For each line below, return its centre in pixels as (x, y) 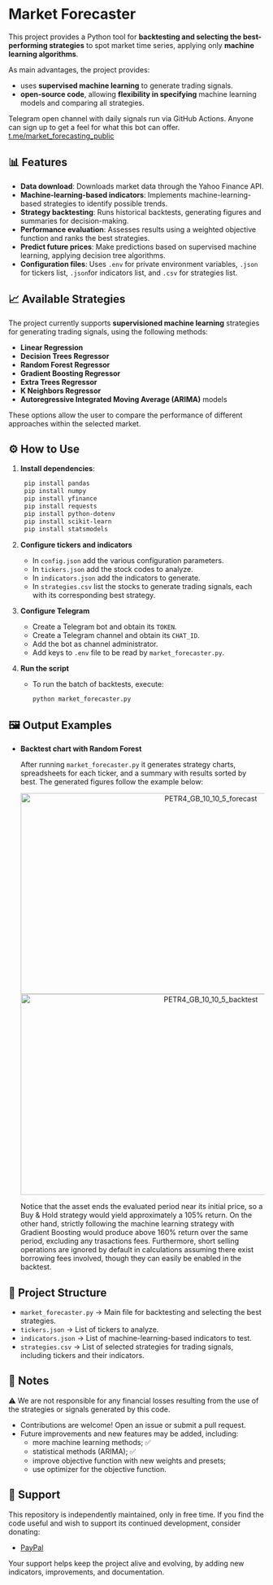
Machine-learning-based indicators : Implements (103, 194)
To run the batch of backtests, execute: (98, 683)
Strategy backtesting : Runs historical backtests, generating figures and (141, 212)
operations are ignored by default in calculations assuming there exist (137, 1250)
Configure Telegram (55, 610)
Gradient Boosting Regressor (70, 373)
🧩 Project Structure (58, 1292)
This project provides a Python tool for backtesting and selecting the (125, 37)
